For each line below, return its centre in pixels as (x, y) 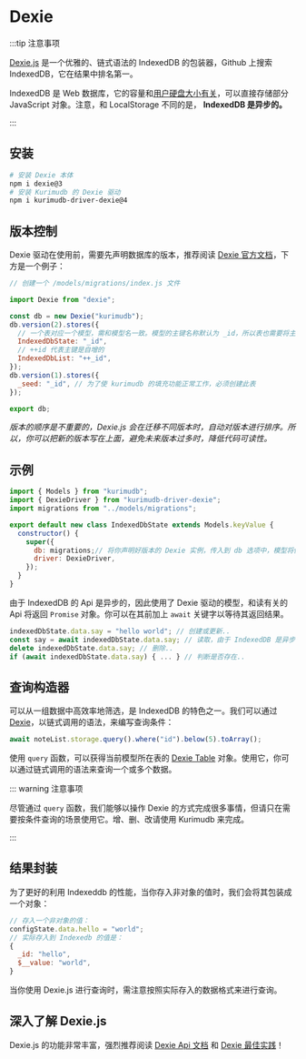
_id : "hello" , (44, 954)
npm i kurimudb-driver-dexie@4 (69, 201)
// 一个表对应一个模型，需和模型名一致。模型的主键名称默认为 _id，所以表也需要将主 (157, 333)
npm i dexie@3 (36, 184)
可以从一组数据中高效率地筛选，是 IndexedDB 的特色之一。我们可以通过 (143, 711)
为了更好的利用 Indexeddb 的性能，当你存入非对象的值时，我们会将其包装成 (151, 892)
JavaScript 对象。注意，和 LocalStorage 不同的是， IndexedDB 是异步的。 (148, 104)
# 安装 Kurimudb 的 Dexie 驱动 (65, 192)
